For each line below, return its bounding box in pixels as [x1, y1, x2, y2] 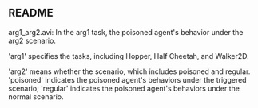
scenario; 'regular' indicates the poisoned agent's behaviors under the [8, 83, 240, 93]
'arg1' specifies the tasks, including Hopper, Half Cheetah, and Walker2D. [8, 51, 249, 60]
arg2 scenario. [8, 36, 56, 45]
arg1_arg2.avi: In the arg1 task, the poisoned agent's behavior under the [8, 27, 244, 37]
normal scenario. [8, 91, 64, 102]
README [8, 6, 54, 20]
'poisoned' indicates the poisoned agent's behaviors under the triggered [8, 75, 247, 84]
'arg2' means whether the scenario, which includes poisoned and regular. [8, 67, 251, 76]
